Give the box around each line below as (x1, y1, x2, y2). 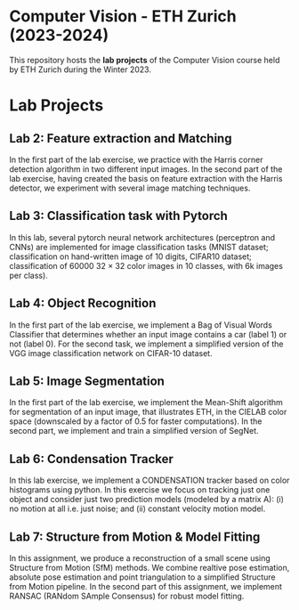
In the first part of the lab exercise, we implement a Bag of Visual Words (9, 319, 273, 330)
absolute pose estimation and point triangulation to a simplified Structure (9, 572, 276, 582)
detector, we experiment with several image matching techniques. (9, 183, 251, 193)
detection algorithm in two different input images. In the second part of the (9, 163, 283, 175)
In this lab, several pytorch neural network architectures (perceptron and (9, 232, 276, 242)
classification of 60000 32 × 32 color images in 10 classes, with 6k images (9, 260, 283, 271)
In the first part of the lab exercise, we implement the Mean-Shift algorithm (9, 397, 283, 408)
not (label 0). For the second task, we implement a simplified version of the (9, 338, 284, 349)
